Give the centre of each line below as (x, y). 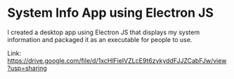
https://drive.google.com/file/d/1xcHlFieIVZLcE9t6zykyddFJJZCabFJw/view (117, 60)
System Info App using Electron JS (111, 13)
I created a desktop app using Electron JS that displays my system (104, 32)
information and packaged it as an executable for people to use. (100, 39)
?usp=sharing (27, 68)
